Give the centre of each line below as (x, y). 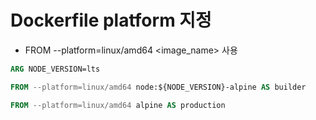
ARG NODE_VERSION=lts (55, 69)
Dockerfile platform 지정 (111, 20)
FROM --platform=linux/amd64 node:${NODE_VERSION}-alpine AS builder (158, 87)
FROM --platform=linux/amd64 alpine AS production (118, 105)
